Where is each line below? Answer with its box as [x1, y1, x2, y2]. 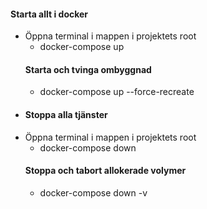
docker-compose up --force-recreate [39, 86, 195, 98]
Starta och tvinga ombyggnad [24, 63, 152, 75]
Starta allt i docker [10, 8, 89, 20]
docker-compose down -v [39, 186, 148, 199]
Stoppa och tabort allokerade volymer [24, 165, 187, 177]
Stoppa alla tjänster [24, 109, 108, 120]
